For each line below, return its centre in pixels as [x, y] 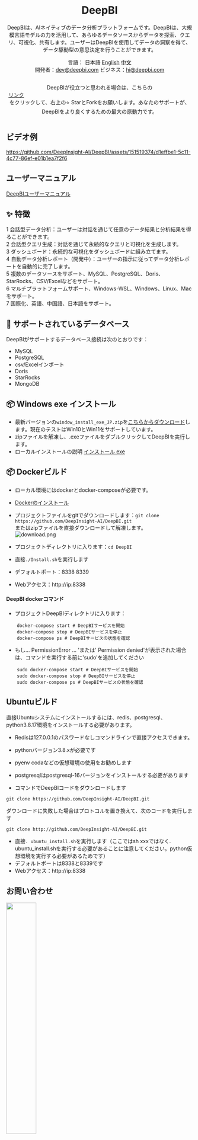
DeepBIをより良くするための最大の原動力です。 [100, 111]
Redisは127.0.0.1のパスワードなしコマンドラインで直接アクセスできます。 [104, 737]
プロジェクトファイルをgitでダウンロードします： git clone [87, 515]
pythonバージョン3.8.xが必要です [55, 750]
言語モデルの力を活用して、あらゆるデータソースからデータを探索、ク [100, 35]
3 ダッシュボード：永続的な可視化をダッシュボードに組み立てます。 [89, 252]
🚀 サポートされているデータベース [68, 324]
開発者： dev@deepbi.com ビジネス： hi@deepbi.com [100, 69]
